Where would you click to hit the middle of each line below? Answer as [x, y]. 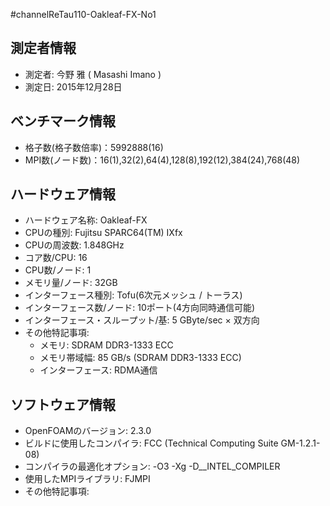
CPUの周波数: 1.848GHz [74, 245]
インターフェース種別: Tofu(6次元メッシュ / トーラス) [133, 295]
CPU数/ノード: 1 [58, 270]
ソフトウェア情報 [63, 404]
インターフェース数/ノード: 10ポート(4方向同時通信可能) [140, 308]
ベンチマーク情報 [63, 121]
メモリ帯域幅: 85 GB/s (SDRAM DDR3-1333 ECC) [140, 358]
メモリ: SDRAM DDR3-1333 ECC [106, 345]
